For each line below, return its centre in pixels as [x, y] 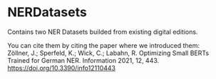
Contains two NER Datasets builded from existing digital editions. [103, 32]
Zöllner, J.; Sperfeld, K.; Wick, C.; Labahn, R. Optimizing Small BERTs [108, 53]
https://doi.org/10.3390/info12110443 [62, 68]
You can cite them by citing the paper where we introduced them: [103, 45]
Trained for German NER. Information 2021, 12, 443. [83, 60]
